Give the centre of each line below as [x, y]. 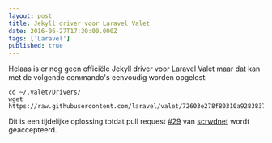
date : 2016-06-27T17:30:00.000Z [63, 31]
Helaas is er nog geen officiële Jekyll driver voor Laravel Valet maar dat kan [134, 69]
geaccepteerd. [33, 130]
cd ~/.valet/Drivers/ [45, 93]
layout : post [30, 16]
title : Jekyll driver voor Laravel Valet [79, 23]
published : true [36, 46]
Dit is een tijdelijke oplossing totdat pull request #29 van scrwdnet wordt [129, 121]
